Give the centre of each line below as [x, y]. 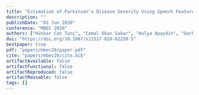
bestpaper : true [26, 45]
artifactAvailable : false [38, 61]
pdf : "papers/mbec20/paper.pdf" [46, 50]
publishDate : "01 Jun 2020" [41, 22]
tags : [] [17, 83]
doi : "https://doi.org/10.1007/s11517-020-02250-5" [71, 39]
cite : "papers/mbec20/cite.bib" [46, 55]
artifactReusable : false [37, 77]
